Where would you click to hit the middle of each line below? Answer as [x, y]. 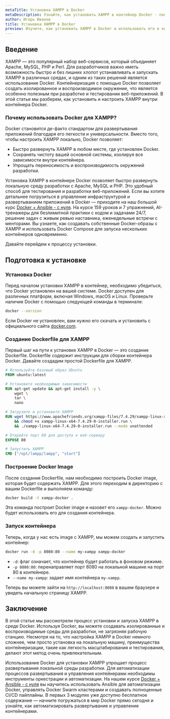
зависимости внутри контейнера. [49, 160]
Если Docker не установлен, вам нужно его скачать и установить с [78, 321]
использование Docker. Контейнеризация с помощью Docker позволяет [83, 83]
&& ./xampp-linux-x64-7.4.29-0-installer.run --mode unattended [83, 426]
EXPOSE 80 [16, 440]
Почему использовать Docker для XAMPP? [61, 117]
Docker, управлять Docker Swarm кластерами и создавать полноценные [83, 690]
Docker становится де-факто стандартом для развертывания [71, 129]
